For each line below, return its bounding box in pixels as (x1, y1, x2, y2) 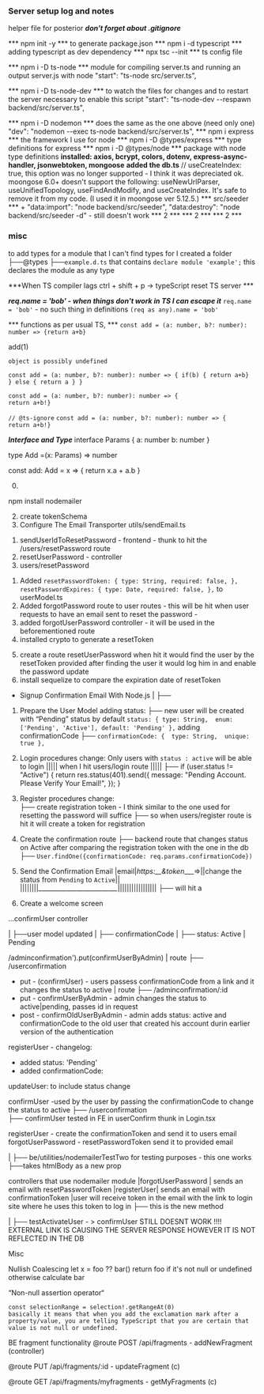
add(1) (8, 342, 29, 351)
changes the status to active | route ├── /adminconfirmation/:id (19, 984, 228, 994)
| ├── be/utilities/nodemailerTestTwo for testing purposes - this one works (8, 1152, 252, 1162)
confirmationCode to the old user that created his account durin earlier (19, 1018, 251, 1028)
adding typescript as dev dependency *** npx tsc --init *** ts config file (8, 47, 243, 57)
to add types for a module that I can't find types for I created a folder (8, 248, 232, 258)
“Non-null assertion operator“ (8, 1287, 104, 1298)
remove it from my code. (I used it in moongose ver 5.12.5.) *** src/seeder (8, 194, 249, 203)
